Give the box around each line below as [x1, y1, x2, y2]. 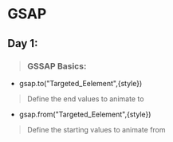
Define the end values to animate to [26, 93, 144, 104]
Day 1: [7, 37, 38, 50]
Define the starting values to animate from [26, 124, 166, 134]
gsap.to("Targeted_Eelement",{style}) [18, 78, 143, 88]
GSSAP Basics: [26, 61, 87, 72]
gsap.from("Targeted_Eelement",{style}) [18, 109, 151, 119]
